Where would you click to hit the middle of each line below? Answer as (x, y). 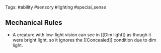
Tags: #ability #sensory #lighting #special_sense (56, 7)
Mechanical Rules (34, 23)
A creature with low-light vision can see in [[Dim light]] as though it (82, 35)
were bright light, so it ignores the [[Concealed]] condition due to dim (84, 40)
